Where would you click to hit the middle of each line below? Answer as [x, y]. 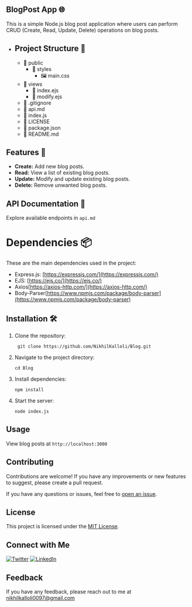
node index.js [32, 411]
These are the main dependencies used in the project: [71, 263]
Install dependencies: [40, 379]
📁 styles [42, 69]
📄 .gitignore [37, 103]
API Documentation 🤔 [46, 204]
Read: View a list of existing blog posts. [62, 173]
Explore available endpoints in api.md [51, 218]
